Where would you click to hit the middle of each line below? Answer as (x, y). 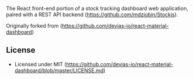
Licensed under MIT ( (40, 64)
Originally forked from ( (34, 26)
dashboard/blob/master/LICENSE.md (59, 70)
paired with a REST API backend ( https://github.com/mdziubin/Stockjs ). (92, 15)
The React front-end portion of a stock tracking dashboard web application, (97, 8)
